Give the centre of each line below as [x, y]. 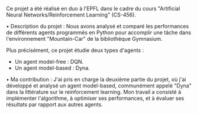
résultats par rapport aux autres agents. [54, 105]
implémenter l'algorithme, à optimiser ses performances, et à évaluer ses [95, 98]
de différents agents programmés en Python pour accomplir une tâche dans [98, 32]
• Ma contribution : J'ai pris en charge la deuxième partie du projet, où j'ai [96, 79]
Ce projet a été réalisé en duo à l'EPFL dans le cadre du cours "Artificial [93, 9]
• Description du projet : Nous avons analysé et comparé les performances [98, 26]
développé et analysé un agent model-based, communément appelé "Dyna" [99, 86]
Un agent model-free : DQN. [49, 62]
